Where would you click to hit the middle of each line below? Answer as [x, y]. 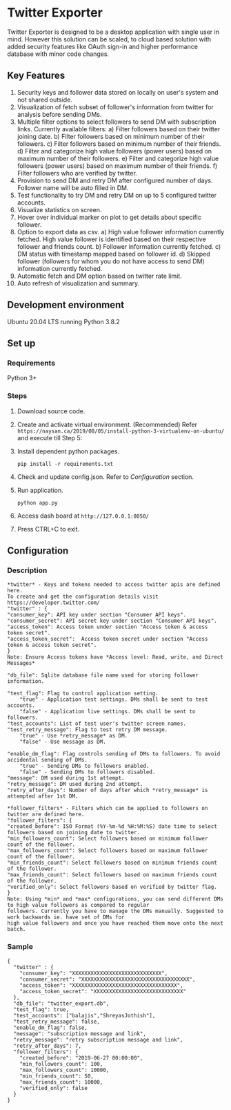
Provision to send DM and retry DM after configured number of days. [115, 180]
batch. [17, 930]
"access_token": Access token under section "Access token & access [108, 627]
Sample [20, 947]
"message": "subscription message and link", [80, 1034]
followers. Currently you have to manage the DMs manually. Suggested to [115, 911]
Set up [21, 343]
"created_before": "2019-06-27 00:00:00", [81, 1058]
